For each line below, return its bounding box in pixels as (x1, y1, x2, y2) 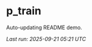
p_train (6, 4, 42, 18)
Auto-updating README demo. (6, 24, 82, 31)
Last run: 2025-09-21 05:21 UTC (6, 35, 87, 42)
